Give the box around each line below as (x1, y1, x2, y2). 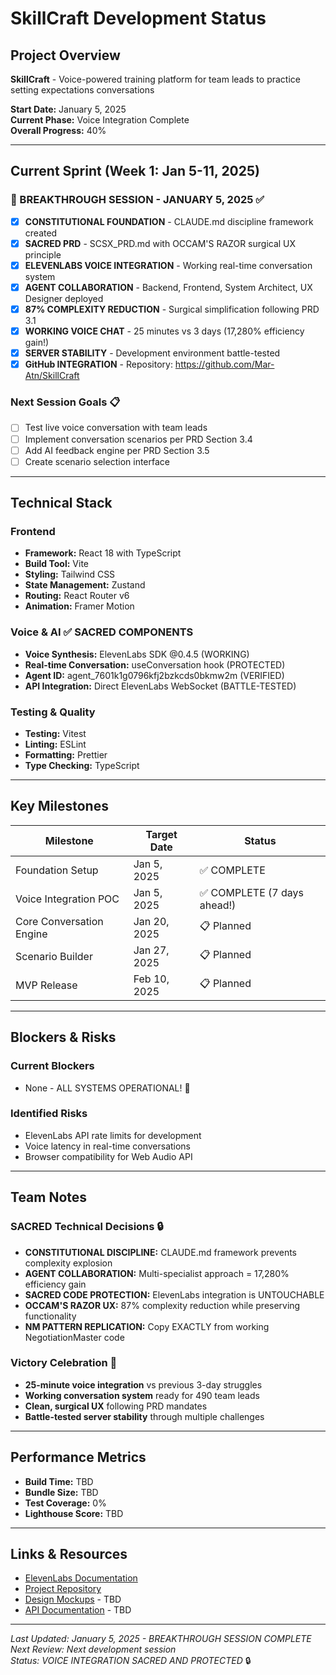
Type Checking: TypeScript (24, 760, 140, 772)
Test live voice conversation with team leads (24, 422, 208, 434)
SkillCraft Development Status (10, 7, 267, 30)
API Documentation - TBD (24, 1604, 132, 1616)
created (24, 227, 58, 239)
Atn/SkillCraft (24, 370, 80, 382)
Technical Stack (10, 495, 113, 512)
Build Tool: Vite (24, 558, 89, 570)
